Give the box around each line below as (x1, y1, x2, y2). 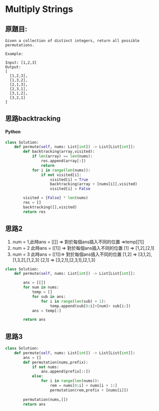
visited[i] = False (49, 186, 91, 191)
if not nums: (31, 364, 59, 369)
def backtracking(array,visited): (23, 149, 95, 154)
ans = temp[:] (31, 308, 61, 313)
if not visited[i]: (40, 172, 81, 177)
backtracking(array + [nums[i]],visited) (49, 182, 137, 187)
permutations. (5, 43, 35, 48)
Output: (5, 65, 21, 70)
